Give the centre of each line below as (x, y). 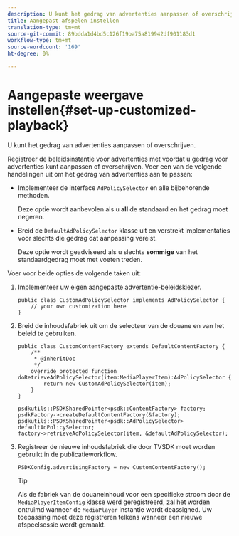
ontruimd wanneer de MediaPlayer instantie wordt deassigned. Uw (115, 509)
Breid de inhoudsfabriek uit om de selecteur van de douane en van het (121, 325)
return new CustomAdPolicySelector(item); (107, 384)
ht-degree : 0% (28, 54)
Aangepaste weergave (76, 95)
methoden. (33, 195)
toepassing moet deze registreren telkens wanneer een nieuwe (110, 517)
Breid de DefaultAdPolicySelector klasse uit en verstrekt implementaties (124, 230)
